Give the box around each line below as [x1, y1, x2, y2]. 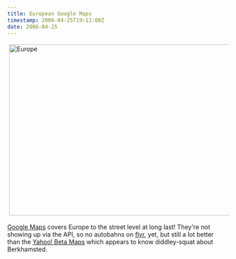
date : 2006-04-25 [7, 23, 58, 30]
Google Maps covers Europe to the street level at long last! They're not [7, 223, 211, 231]
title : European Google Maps [7, 10, 92, 17]
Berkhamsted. [7, 245, 47, 253]
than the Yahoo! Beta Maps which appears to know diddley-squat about [7, 238, 214, 246]
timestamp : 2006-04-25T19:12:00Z [7, 17, 105, 24]
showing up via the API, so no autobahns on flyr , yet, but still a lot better [7, 230, 214, 239]
